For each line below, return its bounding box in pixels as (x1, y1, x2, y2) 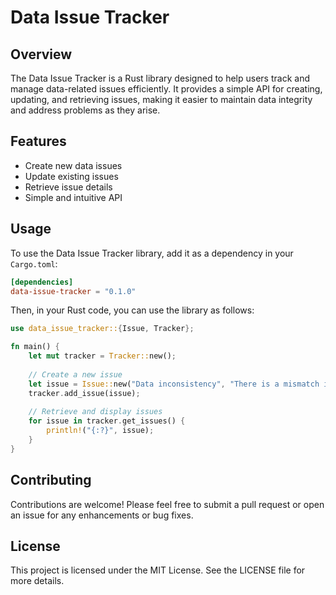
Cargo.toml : (10, 257, 58, 270)
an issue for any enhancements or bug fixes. (10, 509, 194, 521)
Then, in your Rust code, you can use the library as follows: (10, 304, 255, 316)
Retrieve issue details (24, 181, 113, 193)
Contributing (10, 472, 92, 489)
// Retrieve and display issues (28, 407, 163, 417)
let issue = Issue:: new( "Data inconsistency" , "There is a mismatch (28, 379, 320, 389)
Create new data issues (24, 159, 123, 171)
